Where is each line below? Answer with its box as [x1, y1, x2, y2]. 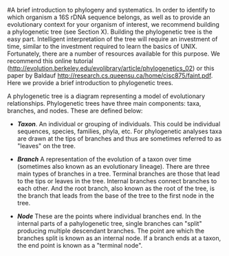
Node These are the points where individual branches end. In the [17, 212, 201, 220]
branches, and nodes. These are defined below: [7, 106, 143, 115]
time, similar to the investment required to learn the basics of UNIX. [7, 43, 198, 50]
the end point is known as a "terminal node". [17, 242, 143, 249]
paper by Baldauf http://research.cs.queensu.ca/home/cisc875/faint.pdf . [7, 71, 213, 80]
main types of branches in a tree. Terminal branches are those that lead [17, 170, 220, 178]
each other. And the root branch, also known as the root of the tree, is [17, 185, 215, 192]
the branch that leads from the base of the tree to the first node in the [17, 191, 215, 200]
